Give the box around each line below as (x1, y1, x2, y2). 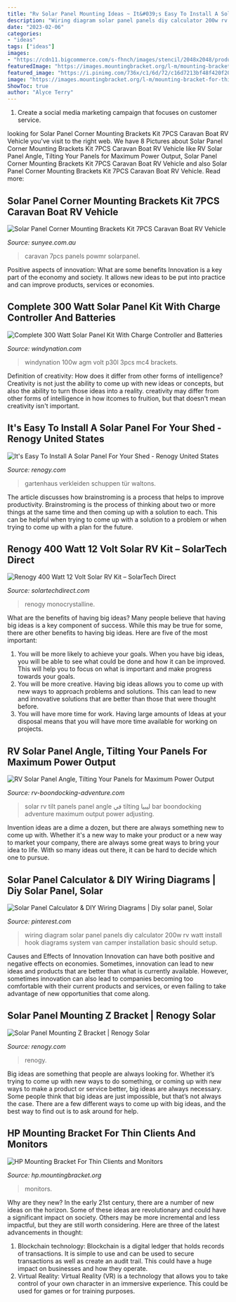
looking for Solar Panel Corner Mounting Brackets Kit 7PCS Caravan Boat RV (7, 130, 229, 138)
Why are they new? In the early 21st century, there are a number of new (7, 1198, 214, 1206)
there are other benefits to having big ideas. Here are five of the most (7, 629, 209, 637)
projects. (17, 725, 44, 733)
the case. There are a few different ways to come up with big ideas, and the (7, 1099, 226, 1107)
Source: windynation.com (7, 344, 82, 352)
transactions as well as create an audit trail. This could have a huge (17, 1256, 212, 1265)
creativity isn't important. (7, 401, 80, 410)
